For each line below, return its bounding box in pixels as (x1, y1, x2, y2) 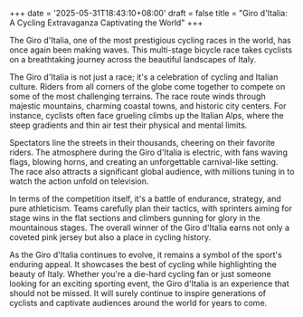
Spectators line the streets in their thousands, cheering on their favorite (9, 138, 276, 148)
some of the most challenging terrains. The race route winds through (9, 91, 266, 101)
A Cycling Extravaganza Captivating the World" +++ (9, 17, 204, 28)
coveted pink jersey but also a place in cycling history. (9, 232, 211, 243)
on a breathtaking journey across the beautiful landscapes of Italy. (9, 54, 256, 64)
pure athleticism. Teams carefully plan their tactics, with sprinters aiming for (9, 203, 292, 214)
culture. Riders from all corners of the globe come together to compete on (9, 82, 286, 91)
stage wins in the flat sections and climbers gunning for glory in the (9, 213, 260, 223)
